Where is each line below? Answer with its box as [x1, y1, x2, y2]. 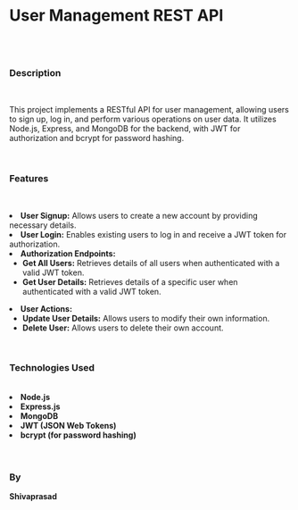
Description [9, 66, 62, 79]
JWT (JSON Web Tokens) [21, 420, 117, 431]
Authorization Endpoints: [21, 247, 116, 259]
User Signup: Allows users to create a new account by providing [21, 210, 259, 221]
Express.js [21, 401, 61, 412]
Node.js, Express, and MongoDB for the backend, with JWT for [9, 123, 241, 134]
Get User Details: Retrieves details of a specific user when [21, 276, 238, 287]
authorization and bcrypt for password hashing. [9, 133, 185, 144]
